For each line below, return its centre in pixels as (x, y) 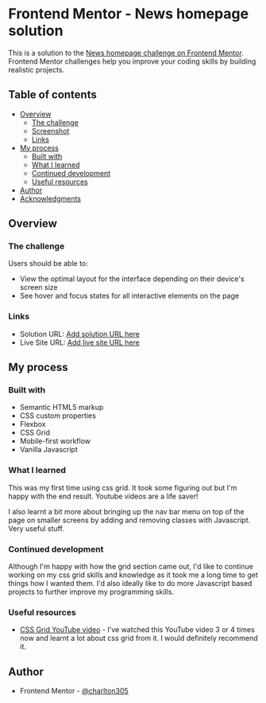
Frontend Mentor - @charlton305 (74, 691)
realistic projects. (37, 69)
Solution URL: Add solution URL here (80, 334)
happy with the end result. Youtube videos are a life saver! (103, 496)
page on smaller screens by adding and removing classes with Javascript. (129, 520)
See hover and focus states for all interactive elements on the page (129, 296)
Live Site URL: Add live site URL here (80, 342)
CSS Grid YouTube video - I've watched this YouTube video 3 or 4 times (137, 630)
